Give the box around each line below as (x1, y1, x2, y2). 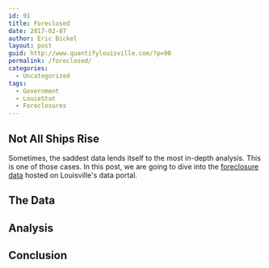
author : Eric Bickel (8, 34, 78, 43)
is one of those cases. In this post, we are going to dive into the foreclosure (8, 161, 259, 171)
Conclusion (8, 249, 68, 262)
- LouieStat (15, 94, 57, 103)
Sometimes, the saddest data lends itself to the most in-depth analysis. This (8, 153, 261, 162)
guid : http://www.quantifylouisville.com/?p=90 (8, 49, 172, 57)
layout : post (8, 42, 53, 50)
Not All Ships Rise (8, 132, 99, 145)
